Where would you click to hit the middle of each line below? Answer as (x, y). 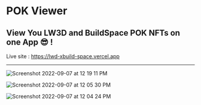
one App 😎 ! (30, 42)
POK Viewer (37, 11)
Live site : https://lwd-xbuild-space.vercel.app (63, 56)
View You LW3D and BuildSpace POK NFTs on (93, 33)
